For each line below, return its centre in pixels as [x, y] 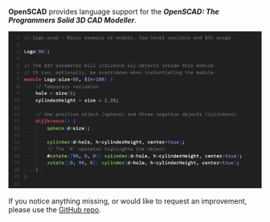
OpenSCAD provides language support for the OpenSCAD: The [114, 12]
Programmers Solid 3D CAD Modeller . [72, 20]
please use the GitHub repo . [55, 210]
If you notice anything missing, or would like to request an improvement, [128, 201]
